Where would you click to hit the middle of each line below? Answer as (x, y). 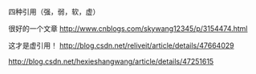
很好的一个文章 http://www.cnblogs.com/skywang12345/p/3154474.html (128, 29)
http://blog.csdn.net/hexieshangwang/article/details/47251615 (111, 61)
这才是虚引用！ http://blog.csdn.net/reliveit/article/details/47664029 (121, 45)
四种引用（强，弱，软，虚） (54, 12)
